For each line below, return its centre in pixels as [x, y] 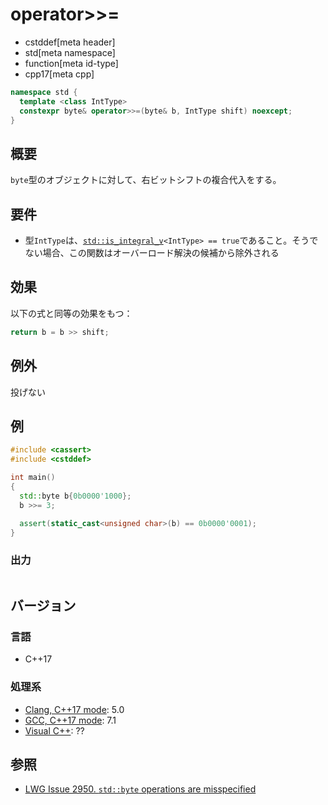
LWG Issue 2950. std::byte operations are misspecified [140, 789]
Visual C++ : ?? [54, 730]
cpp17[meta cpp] [59, 74]
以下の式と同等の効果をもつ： [71, 313]
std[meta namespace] [70, 52]
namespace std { [44, 92]
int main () [33, 478]
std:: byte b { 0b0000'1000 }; [75, 496]
